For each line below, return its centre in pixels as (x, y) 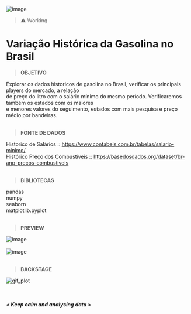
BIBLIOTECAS (37, 180)
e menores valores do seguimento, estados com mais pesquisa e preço (92, 109)
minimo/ (16, 150)
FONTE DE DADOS (43, 132)
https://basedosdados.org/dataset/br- (139, 156)
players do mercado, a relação (43, 90)
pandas (15, 192)
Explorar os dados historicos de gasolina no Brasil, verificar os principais (93, 84)
